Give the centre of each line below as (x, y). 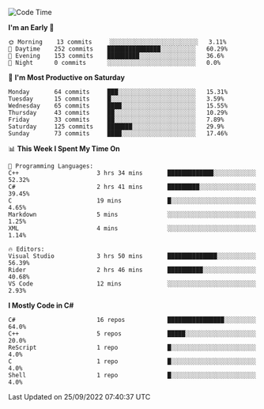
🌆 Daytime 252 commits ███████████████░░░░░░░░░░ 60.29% (118, 49)
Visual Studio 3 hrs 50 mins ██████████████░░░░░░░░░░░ (132, 256)
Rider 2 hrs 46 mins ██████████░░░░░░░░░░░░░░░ (132, 270)
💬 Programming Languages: (51, 166)
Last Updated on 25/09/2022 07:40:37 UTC (79, 397)
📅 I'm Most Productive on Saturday (66, 78)
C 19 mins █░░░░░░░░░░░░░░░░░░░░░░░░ (132, 201)
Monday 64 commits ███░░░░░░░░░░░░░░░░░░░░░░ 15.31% (118, 92)
